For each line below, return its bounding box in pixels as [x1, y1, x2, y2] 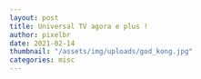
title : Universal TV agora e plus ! [9, 22, 148, 31]
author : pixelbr [9, 30, 71, 39]
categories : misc [9, 55, 75, 64]
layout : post [9, 13, 59, 23]
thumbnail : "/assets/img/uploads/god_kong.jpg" [9, 47, 194, 56]
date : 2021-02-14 [9, 38, 75, 48]
